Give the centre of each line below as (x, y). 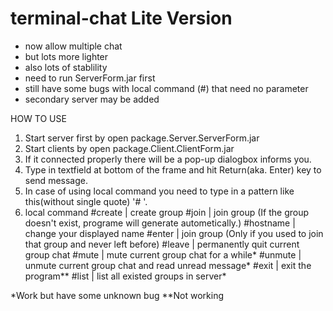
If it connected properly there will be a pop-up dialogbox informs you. (168, 159)
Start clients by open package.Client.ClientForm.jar (129, 148)
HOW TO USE (38, 118)
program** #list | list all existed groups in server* (125, 276)
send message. (56, 180)
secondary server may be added (92, 99)
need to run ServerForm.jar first (90, 78)
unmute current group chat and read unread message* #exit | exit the (168, 265)
